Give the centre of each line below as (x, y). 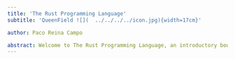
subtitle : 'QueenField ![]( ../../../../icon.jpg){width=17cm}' (104, 20)
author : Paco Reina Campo (45, 33)
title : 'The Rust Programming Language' (67, 14)
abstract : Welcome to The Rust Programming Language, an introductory (112, 45)
